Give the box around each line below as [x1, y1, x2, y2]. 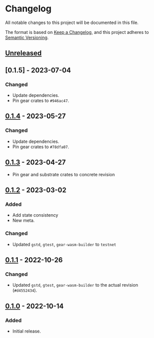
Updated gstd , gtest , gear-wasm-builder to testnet [12, 241, 117, 247]
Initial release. [12, 328, 41, 334]
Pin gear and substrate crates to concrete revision [12, 171, 115, 177]
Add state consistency [12, 212, 59, 218]
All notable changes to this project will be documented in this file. [5, 19, 139, 25]
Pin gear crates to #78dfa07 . [12, 143, 70, 150]
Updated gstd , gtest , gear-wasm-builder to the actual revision [12, 282, 138, 288]
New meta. [12, 218, 35, 224]
